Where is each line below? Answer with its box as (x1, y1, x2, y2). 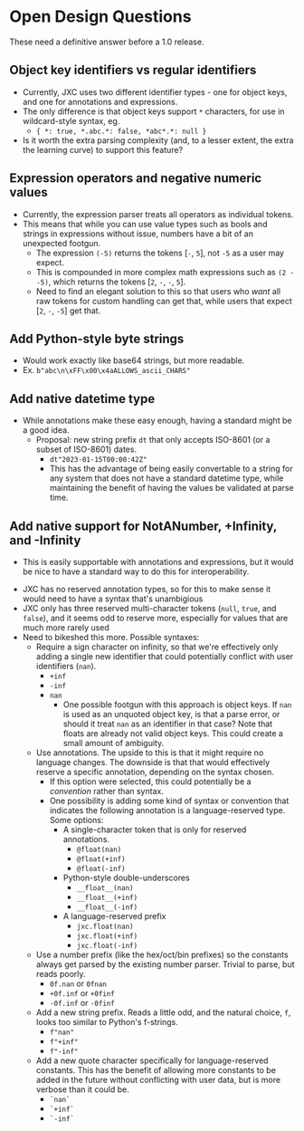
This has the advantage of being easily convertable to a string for (49, 464, 293, 474)
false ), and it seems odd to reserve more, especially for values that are (22, 613, 289, 623)
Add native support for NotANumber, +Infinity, (9, 518, 278, 533)
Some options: (49, 815, 104, 825)
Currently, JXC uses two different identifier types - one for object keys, (22, 86, 288, 97)
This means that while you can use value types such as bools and (22, 218, 268, 229)
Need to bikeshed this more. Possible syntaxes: (22, 632, 200, 642)
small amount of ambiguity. (62, 738, 165, 748)
